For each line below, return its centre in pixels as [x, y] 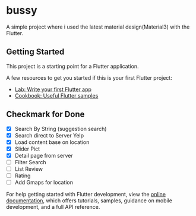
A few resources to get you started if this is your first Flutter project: [89, 77]
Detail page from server [44, 155]
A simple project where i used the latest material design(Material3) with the [98, 27]
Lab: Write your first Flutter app [53, 89]
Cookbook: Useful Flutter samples [56, 95]
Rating [23, 176]
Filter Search [30, 162]
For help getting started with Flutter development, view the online [86, 195]
